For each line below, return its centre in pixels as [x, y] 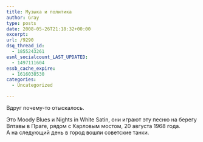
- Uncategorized [32, 86]
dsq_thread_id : [26, 46]
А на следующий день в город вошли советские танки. [78, 132]
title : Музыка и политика [39, 12]
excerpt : [17, 35]
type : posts [21, 23]
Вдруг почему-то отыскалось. [45, 108]
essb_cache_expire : [31, 68]
